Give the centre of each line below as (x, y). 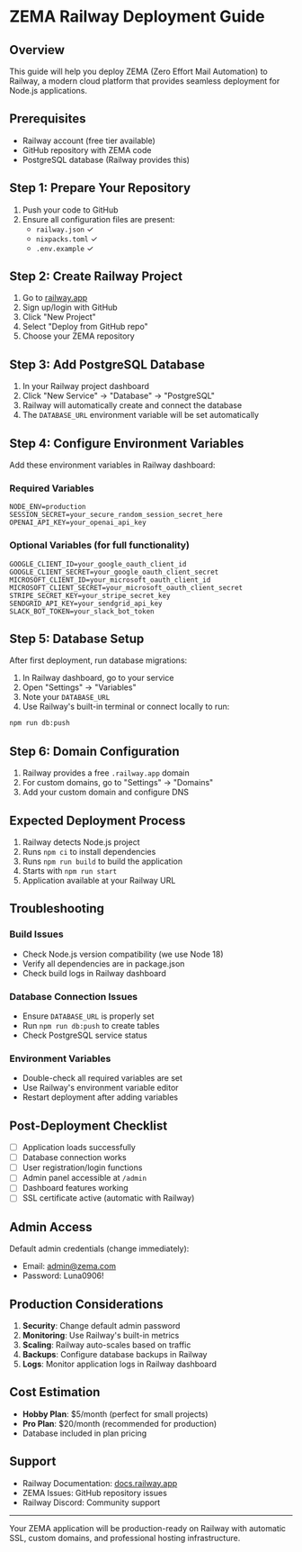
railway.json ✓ (65, 229)
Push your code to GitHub (70, 210)
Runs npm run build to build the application (102, 861)
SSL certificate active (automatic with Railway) (108, 1198)
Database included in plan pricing (84, 1433)
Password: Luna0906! (63, 1275)
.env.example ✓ (65, 248)
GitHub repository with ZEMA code (87, 150)
